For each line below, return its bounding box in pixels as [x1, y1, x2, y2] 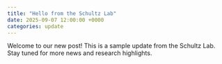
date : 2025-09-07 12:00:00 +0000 [7, 17, 104, 23]
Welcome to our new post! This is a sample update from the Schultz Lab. [7, 42, 216, 50]
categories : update [7, 23, 64, 30]
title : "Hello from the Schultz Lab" [7, 10, 117, 17]
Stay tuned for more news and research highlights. [7, 49, 152, 57]
